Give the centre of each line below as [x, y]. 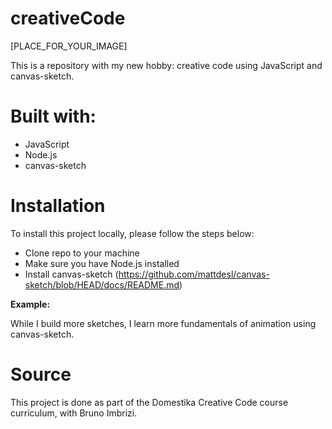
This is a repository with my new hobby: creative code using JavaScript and [166, 65]
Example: [30, 304]
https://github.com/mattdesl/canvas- [194, 274]
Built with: [53, 116]
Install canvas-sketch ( [71, 274]
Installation [58, 206]
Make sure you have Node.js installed [102, 263]
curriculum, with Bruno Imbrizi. [74, 413]
